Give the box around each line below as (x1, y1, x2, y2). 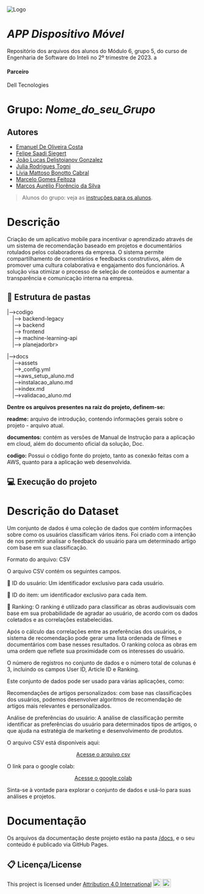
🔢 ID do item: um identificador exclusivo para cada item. (7, 591, 148, 598)
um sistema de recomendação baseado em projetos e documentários (7, 242, 182, 250)
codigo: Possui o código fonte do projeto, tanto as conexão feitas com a (7, 452, 189, 459)
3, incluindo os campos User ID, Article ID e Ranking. (7, 666, 140, 673)
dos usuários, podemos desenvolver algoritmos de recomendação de (7, 696, 182, 703)
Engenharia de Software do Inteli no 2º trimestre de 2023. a (7, 54, 158, 61)
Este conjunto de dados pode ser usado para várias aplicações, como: (7, 678, 184, 685)
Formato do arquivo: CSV (7, 556, 71, 563)
